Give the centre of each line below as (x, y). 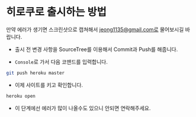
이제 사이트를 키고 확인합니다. (49, 85)
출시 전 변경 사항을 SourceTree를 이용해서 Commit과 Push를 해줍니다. (96, 49)
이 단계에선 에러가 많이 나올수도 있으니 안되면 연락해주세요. (83, 108)
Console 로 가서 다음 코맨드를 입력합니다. (61, 62)
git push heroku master (36, 73)
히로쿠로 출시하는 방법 (56, 12)
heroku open (21, 96)
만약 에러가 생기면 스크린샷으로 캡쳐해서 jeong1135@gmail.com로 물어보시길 (95, 29)
